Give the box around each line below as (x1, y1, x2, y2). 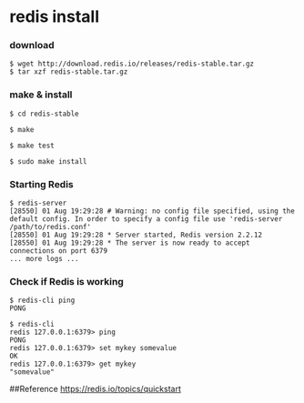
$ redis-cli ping (9, 296, 76, 306)
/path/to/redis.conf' (9, 223, 92, 232)
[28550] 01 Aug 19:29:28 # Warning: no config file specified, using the (9, 207, 296, 216)
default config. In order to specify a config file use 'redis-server (9, 215, 283, 224)
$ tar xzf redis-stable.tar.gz (9, 67, 128, 76)
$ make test (9, 141, 55, 150)
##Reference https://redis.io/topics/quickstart (9, 384, 182, 395)
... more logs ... (9, 255, 79, 264)
